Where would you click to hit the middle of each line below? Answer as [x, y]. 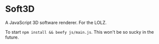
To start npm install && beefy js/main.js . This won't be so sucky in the [79, 32]
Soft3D [20, 9]
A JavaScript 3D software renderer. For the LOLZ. [56, 22]
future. [12, 37]
